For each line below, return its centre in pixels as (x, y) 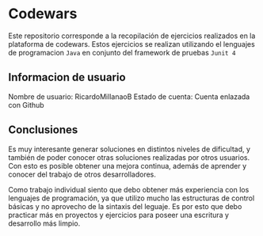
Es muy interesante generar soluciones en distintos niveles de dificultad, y (130, 149)
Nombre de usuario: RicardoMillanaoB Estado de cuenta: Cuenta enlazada (129, 97)
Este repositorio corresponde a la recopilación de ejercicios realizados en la (132, 36)
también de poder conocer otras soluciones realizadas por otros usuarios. (129, 157)
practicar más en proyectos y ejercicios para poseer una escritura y (119, 215)
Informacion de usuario (67, 77)
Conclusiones (43, 130)
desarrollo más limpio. (44, 223)
